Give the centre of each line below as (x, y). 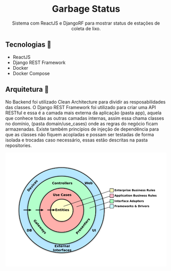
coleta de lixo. (86, 28)
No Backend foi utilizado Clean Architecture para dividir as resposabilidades (85, 102)
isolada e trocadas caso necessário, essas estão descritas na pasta (77, 140)
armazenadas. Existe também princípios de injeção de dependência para (82, 129)
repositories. (19, 145)
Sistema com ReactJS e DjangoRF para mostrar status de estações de (86, 23)
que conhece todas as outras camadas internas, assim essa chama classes (85, 118)
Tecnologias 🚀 (28, 45)
